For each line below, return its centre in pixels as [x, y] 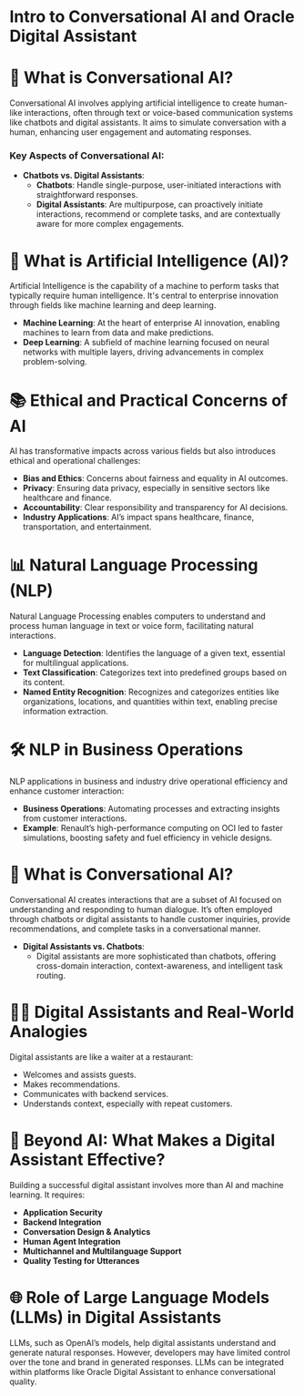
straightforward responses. [87, 195]
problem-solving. [55, 362]
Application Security [62, 1212]
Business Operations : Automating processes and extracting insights [151, 809]
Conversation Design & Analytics [86, 1231]
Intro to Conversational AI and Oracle [152, 17]
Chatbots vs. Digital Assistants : [84, 176]
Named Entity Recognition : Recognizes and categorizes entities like [151, 692]
